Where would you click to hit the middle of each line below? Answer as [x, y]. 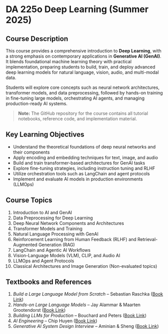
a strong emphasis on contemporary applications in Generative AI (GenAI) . [83, 56]
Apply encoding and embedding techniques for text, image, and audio [85, 157]
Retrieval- [148, 239]
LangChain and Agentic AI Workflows [52, 250]
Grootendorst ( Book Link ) [39, 310]
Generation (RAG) [57, 245]
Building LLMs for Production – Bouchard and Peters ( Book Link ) [80, 316]
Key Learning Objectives [45, 135]
